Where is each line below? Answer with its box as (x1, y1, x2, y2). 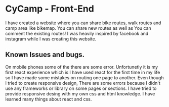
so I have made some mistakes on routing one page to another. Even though (5, 74, 164, 81)
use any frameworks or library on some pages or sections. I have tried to (5, 85, 157, 91)
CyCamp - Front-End (5, 3, 95, 15)
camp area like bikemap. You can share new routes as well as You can (5, 25, 152, 31)
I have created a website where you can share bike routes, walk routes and (5, 20, 161, 26)
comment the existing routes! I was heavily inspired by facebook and (5, 30, 149, 36)
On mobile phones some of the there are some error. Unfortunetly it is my (5, 64, 158, 70)
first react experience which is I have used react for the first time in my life (5, 69, 160, 75)
